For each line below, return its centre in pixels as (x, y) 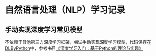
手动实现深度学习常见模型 (44, 29)
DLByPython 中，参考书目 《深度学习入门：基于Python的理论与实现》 (74, 48)
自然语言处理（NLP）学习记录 (65, 10)
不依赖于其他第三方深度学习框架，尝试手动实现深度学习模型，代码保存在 (78, 42)
